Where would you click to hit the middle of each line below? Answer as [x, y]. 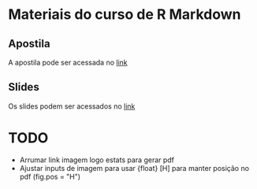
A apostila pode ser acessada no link [68, 62]
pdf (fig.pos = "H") [50, 176]
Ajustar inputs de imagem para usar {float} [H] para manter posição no [134, 168]
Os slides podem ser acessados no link [72, 106]
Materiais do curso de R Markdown [125, 15]
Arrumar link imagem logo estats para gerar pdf [97, 160]
